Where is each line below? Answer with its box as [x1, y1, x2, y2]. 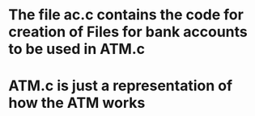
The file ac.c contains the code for [8, 6, 244, 24]
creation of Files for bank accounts [8, 23, 249, 41]
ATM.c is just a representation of [8, 77, 233, 95]
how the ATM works [8, 94, 146, 112]
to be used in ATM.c [8, 40, 146, 58]
